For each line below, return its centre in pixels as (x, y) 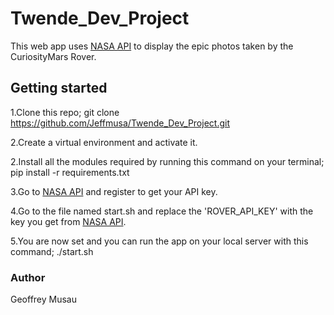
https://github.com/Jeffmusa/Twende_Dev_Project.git (120, 123)
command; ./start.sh (52, 251)
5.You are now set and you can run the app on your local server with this (159, 241)
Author (28, 277)
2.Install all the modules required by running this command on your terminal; (167, 161)
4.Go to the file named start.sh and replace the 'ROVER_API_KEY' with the (162, 211)
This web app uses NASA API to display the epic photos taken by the (152, 46)
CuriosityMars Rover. (53, 56)
